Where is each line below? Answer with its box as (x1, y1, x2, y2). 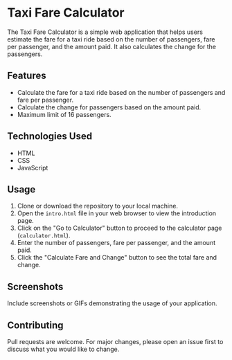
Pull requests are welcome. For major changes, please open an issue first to (7, 338, 224, 345)
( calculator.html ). (17, 231, 71, 240)
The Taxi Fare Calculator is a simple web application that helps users (7, 28, 203, 36)
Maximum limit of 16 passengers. (17, 110, 112, 118)
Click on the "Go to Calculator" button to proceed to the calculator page (17, 224, 222, 233)
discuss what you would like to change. (7, 345, 120, 353)
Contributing (7, 319, 64, 331)
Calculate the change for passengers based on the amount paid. (17, 102, 202, 111)
